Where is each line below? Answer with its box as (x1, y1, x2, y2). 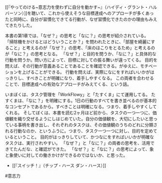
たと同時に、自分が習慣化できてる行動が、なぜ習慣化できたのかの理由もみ (5, 17, 153, 22)
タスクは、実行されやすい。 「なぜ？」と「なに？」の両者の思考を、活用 (5, 140, 150, 146)
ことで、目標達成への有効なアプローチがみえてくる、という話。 (5, 82, 132, 87)
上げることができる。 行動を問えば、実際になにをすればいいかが (21, 69, 150, 75)
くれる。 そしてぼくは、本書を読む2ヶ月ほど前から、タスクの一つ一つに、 (5, 110, 153, 116)
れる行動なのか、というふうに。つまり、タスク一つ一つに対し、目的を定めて (5, 128, 158, 133)
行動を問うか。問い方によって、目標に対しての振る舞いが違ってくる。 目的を (5, 57, 158, 63)
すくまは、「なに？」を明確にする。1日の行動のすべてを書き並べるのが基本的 (5, 98, 157, 103)
